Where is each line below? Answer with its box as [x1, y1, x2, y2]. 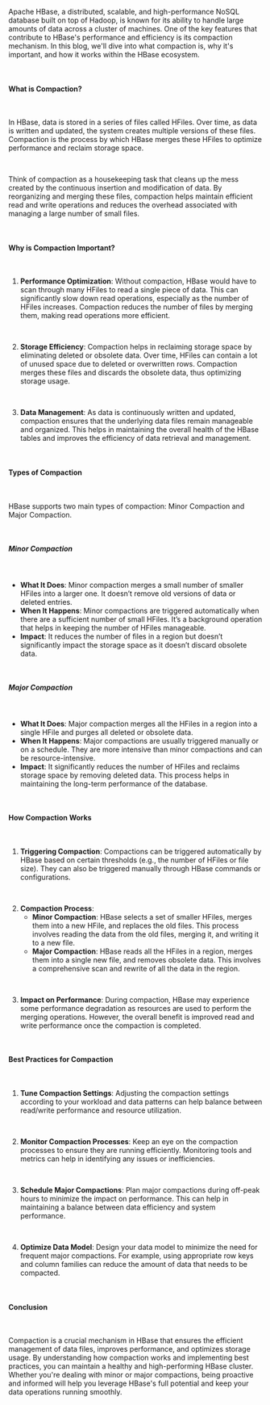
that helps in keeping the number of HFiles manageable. [19, 623, 207, 632]
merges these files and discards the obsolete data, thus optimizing [19, 367, 242, 378]
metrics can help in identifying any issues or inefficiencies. [19, 1154, 215, 1164]
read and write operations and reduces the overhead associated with [8, 200, 238, 210]
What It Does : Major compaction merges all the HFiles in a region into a [19, 719, 258, 728]
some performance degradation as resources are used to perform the [19, 1003, 251, 1013]
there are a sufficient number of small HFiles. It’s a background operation [19, 614, 263, 624]
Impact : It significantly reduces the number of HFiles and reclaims [19, 761, 240, 771]
